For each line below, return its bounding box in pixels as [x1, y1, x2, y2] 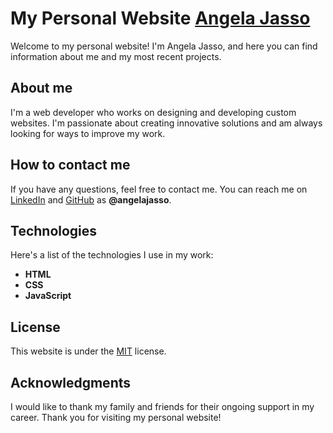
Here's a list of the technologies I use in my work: [10, 249, 214, 261]
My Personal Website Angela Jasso [10, 7, 311, 30]
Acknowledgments [10, 374, 132, 391]
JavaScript [24, 290, 72, 302]
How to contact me [10, 157, 131, 174]
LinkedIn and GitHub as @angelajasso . [10, 193, 172, 206]
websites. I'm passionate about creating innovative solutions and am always [10, 117, 323, 129]
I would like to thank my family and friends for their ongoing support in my [10, 401, 315, 412]
